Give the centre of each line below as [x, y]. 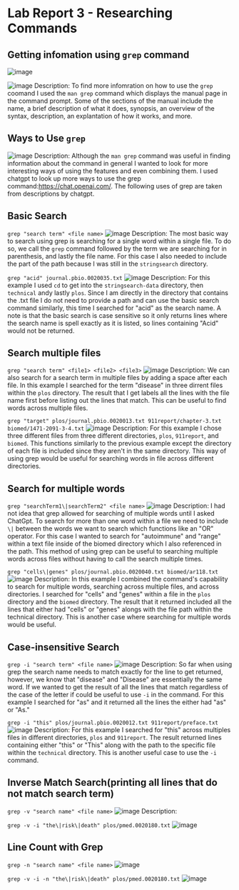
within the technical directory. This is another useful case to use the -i [112, 753]
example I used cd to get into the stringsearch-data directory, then [106, 285]
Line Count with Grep [55, 847]
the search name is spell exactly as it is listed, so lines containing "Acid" [113, 323]
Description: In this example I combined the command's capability [131, 579]
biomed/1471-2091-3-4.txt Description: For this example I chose [115, 428]
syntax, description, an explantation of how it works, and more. [100, 116]
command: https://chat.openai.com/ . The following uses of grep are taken [115, 186]
